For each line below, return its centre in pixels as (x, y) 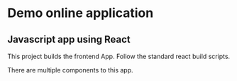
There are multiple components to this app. (70, 70)
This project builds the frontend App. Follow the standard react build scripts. (119, 56)
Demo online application (81, 13)
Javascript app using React (69, 39)
